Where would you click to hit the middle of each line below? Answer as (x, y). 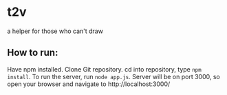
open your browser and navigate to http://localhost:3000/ (89, 84)
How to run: (33, 53)
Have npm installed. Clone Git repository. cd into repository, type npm (104, 69)
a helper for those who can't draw (55, 31)
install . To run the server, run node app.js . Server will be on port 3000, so (113, 76)
